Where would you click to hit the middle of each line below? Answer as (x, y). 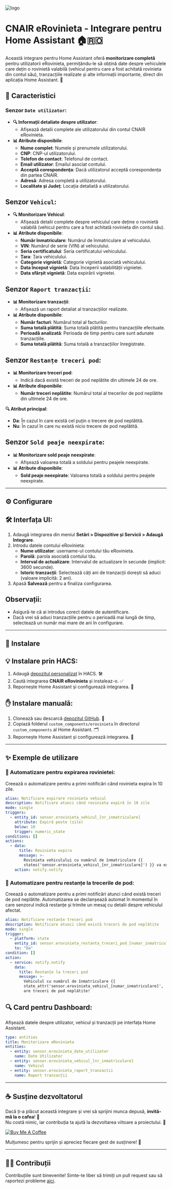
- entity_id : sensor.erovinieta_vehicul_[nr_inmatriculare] (75, 818)
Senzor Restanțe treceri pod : (53, 360)
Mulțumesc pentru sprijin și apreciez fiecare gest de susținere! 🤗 (73, 1142)
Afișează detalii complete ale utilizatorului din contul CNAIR (83, 129)
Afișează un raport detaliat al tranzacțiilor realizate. (74, 309)
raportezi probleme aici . (30, 1181)
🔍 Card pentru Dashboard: (49, 1008)
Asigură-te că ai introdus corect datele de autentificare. (71, 612)
